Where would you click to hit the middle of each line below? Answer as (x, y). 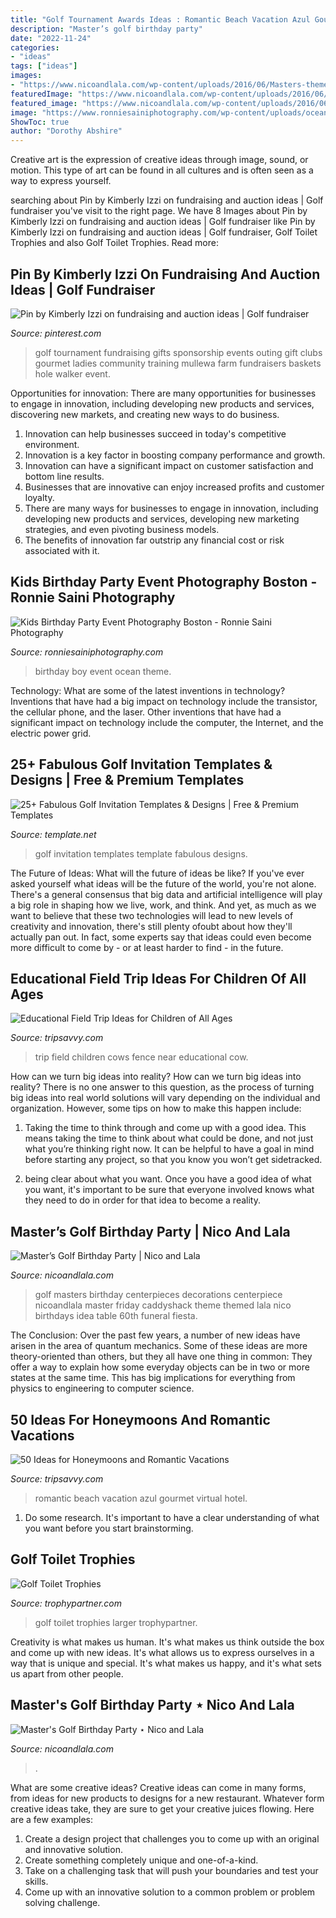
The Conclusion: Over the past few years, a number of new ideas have (155, 1335)
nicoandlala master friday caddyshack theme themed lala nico (163, 1305)
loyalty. (39, 497)
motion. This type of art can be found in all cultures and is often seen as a (162, 170)
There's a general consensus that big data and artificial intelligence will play (166, 894)
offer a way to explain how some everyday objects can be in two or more (160, 1367)
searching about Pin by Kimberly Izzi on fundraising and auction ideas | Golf (167, 200)
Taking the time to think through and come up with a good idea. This (165, 1128)
